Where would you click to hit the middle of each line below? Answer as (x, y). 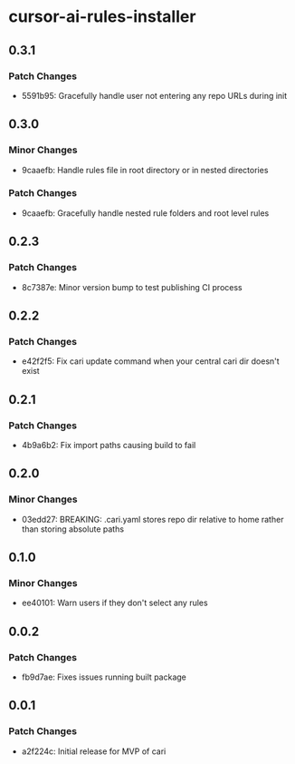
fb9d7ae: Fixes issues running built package (104, 677)
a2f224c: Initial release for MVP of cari (94, 751)
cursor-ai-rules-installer (102, 17)
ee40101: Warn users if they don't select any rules (115, 603)
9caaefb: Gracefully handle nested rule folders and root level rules (145, 213)
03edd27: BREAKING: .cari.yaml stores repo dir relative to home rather (152, 519)
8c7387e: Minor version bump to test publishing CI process (132, 287)
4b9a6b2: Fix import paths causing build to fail (109, 445)
